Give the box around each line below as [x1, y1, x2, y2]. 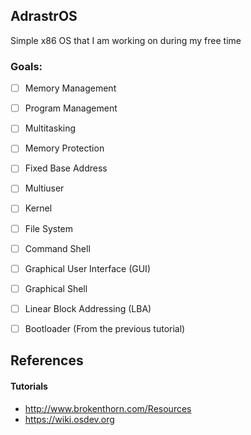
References [10, 352, 84, 369]
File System [24, 222, 74, 234]
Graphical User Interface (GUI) [24, 262, 151, 274]
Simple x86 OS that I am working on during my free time [10, 34, 242, 46]
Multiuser [24, 182, 65, 194]
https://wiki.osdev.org [24, 413, 115, 425]
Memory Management [24, 82, 117, 94]
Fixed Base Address [24, 162, 108, 174]
